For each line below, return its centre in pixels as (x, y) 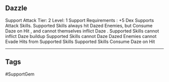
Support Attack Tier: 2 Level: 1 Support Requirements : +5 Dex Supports (80, 20)
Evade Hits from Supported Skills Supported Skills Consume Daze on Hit (80, 41)
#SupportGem (20, 74)
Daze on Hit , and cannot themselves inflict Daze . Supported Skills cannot (82, 31)
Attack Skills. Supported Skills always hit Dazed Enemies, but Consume (79, 25)
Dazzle (16, 8)
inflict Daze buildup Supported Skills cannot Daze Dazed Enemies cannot (81, 36)
